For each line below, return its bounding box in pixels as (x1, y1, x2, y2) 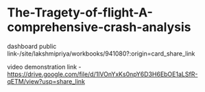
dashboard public (7, 42, 57, 50)
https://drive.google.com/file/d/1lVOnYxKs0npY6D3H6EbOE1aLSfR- (7, 70, 198, 78)
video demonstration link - (7, 62, 82, 71)
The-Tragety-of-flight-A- (7, 5, 153, 21)
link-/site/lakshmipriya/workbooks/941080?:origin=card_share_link (7, 49, 195, 58)
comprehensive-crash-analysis (7, 19, 191, 35)
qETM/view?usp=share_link (7, 77, 86, 85)
